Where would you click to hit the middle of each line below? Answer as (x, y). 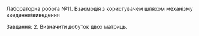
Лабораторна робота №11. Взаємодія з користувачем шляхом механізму (99, 9)
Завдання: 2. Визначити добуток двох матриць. (67, 27)
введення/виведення (33, 15)
